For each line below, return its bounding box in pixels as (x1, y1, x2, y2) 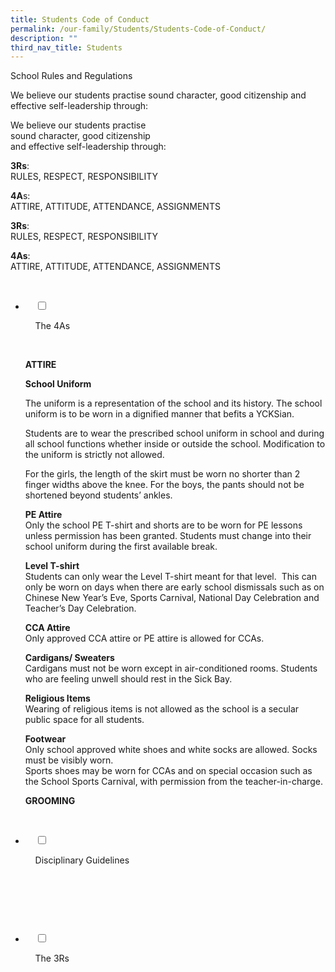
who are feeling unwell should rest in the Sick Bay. (24, 673, 233, 685)
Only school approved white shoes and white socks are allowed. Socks (24, 744, 318, 756)
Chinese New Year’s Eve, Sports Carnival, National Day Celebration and (24, 592, 320, 604)
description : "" (10, 33, 78, 43)
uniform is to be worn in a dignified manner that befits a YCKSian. (24, 408, 295, 420)
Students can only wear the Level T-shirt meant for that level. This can (24, 571, 317, 583)
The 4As (34, 320, 71, 332)
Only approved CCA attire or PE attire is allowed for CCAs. (24, 632, 265, 645)
